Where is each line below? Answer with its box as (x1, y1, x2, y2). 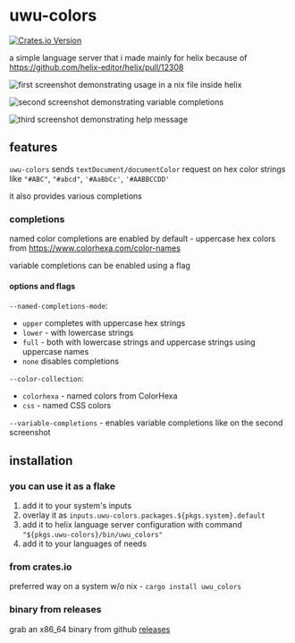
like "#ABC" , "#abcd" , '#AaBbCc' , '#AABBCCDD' (9, 173, 170, 184)
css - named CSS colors (21, 400, 112, 411)
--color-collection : (9, 373, 84, 384)
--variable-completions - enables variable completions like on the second (9, 417, 283, 428)
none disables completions (21, 356, 119, 367)
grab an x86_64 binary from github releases (9, 623, 171, 634)
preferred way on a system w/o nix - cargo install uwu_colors (9, 581, 241, 592)
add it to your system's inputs (21, 500, 132, 510)
